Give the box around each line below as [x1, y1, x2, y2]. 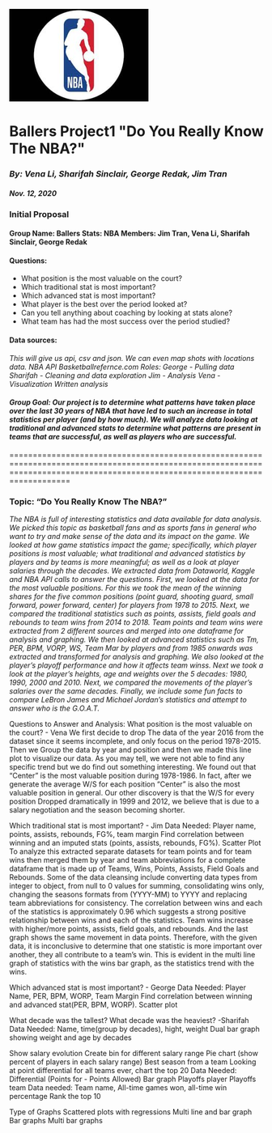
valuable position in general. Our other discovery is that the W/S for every [9, 788, 255, 798]
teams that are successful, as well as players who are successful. [9, 432, 237, 442]
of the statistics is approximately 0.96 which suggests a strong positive [9, 907, 246, 917]
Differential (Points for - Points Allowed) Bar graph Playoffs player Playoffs [9, 1074, 257, 1084]
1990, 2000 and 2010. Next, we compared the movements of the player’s [9, 677, 253, 688]
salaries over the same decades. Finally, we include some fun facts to [9, 686, 244, 696]
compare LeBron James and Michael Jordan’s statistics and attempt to [9, 695, 248, 705]
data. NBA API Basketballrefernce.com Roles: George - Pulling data [9, 362, 235, 371]
